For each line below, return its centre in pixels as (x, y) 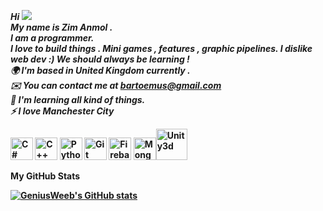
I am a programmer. (52, 38)
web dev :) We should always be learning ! (100, 59)
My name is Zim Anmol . (61, 27)
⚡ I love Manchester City (62, 111)
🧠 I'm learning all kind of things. (78, 99)
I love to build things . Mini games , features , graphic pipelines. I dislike (161, 48)
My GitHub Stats (45, 176)
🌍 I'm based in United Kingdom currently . (100, 70)
